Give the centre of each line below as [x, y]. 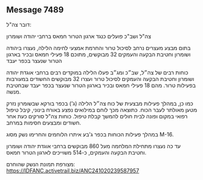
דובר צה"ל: [19, 24]
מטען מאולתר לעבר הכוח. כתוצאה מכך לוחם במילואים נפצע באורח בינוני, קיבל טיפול [102, 110]
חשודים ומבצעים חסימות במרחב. [44, 123]
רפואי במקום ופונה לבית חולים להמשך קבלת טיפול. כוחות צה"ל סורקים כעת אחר [97, 116]
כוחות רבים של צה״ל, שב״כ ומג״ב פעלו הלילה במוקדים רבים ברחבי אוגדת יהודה [98, 72]
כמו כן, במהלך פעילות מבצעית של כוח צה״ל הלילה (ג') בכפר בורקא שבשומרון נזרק [100, 103]
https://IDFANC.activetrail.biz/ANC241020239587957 [73, 170]
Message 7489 [35, 10]
